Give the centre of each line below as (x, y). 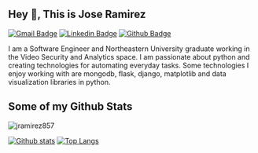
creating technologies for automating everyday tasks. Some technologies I (129, 65)
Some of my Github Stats (70, 107)
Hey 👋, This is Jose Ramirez (77, 15)
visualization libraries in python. (60, 82)
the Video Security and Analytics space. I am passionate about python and (129, 56)
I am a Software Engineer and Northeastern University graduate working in (129, 49)
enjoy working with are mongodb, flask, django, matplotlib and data (117, 73)
